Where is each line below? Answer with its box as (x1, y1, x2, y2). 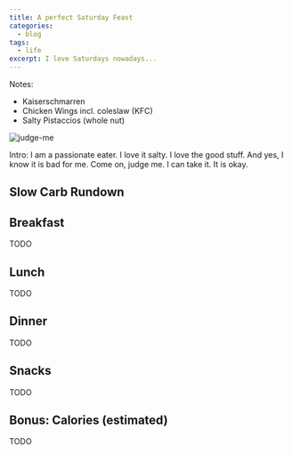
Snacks (9, 363, 52, 378)
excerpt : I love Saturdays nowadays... (9, 54, 158, 63)
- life (17, 46, 42, 55)
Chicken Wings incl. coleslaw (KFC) (21, 106, 153, 116)
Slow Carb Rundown (9, 184, 125, 200)
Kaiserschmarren (21, 96, 86, 107)
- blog (17, 29, 42, 38)
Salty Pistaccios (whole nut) (21, 115, 126, 126)
